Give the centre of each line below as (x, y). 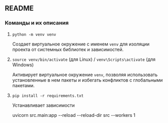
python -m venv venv (34, 34)
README (19, 8)
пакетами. (23, 85)
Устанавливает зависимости (44, 105)
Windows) (23, 65)
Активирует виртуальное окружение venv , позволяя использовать (85, 75)
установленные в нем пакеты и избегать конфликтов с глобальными (88, 80)
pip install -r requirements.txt (48, 96)
